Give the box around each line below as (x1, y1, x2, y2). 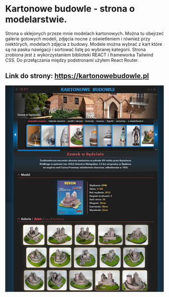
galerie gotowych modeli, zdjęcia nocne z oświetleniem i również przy (5, 36, 151, 42)
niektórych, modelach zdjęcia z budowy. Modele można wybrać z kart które (5, 41, 162, 47)
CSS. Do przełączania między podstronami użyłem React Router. (5, 57, 139, 63)
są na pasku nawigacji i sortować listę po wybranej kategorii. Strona (5, 46, 146, 52)
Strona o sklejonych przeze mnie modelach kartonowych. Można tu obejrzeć (5, 30, 164, 36)
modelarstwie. (5, 14, 67, 25)
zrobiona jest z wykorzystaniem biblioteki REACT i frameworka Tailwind (5, 51, 153, 58)
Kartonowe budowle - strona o (5, 3, 135, 15)
